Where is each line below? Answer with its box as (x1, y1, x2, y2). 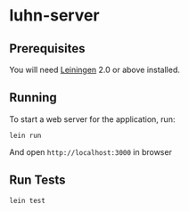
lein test (9, 196, 46, 205)
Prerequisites (9, 41, 86, 56)
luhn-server (9, 5, 100, 26)
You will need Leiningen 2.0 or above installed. (9, 64, 181, 75)
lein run (9, 131, 42, 140)
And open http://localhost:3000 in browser (9, 146, 172, 157)
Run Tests (9, 173, 66, 188)
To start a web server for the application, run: (9, 113, 176, 125)
